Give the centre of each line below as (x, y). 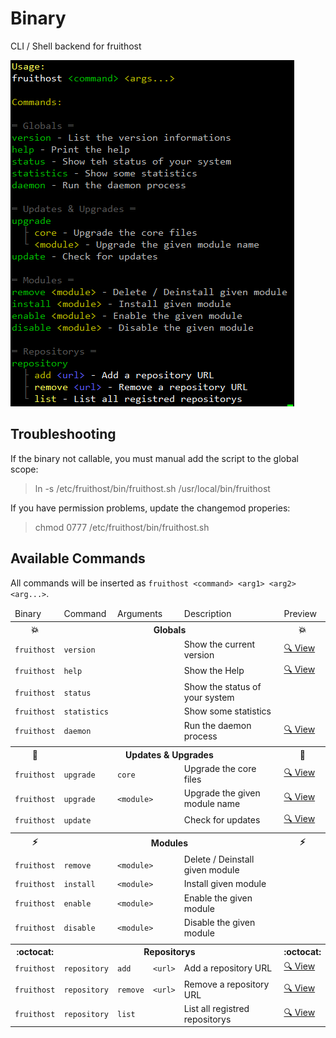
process (200, 736)
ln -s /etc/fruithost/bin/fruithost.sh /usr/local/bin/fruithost (152, 488)
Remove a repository (226, 984)
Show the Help (214, 671)
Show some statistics (227, 711)
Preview (300, 614)
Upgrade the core (220, 769)
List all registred (216, 1008)
